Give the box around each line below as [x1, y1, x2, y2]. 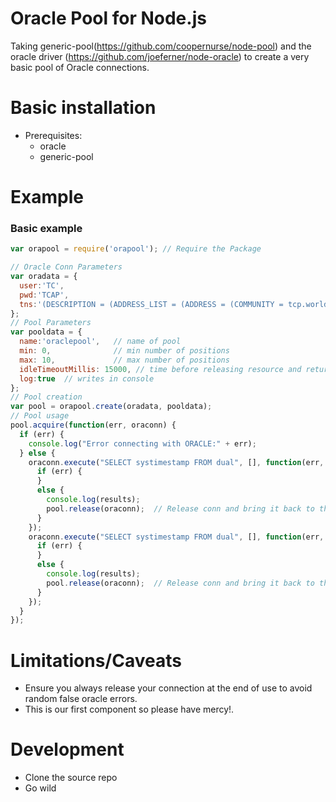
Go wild [24, 782, 57, 794]
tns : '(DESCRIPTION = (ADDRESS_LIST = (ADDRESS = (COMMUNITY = [19, 299, 284, 309]
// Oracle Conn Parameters [10, 262, 123, 272]
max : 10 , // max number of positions [19, 355, 230, 365]
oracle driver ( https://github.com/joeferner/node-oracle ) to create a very [10, 50, 310, 62]
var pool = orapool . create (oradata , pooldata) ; [10, 402, 213, 412]
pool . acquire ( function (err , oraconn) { [10, 420, 177, 431]
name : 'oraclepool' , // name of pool [19, 337, 182, 347]
